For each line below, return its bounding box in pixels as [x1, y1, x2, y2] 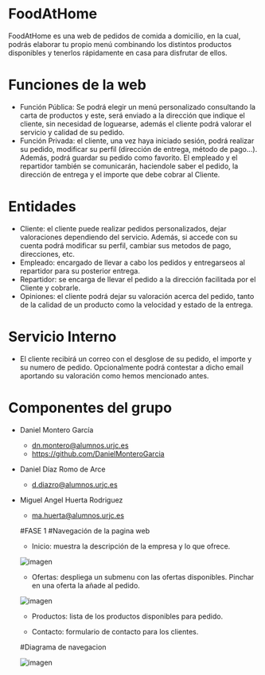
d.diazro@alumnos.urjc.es [31, 479, 118, 489]
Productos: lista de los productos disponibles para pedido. [31, 611, 224, 621]
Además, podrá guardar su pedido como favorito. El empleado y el [19, 153, 238, 162]
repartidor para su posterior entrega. [19, 266, 141, 275]
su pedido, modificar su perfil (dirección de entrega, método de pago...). [19, 144, 258, 153]
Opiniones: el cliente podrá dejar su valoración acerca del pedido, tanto [19, 291, 255, 301]
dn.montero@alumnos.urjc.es [31, 440, 129, 450]
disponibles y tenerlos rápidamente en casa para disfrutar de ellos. [8, 48, 228, 57]
